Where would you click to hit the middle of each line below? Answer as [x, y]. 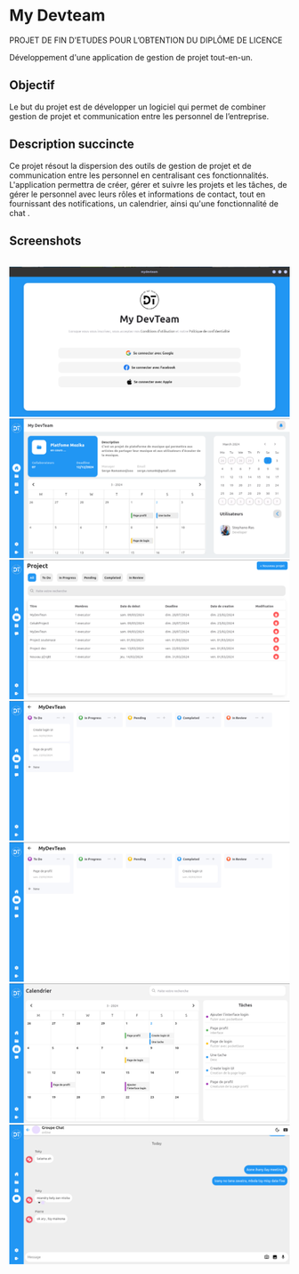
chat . [20, 213]
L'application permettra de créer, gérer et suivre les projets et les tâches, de [148, 184]
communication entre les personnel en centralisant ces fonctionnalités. [139, 175]
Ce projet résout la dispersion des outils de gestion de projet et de [130, 165]
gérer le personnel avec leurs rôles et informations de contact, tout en [137, 194]
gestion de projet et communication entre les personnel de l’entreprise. [139, 116]
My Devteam [57, 16]
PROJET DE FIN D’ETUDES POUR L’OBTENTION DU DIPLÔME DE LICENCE [146, 40]
